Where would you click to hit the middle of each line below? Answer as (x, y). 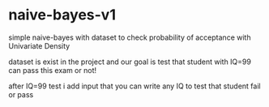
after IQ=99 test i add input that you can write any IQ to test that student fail (134, 86)
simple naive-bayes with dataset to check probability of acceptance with (130, 37)
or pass (21, 94)
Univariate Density (39, 45)
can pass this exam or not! (53, 70)
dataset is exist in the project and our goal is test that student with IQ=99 (130, 62)
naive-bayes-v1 (62, 15)
